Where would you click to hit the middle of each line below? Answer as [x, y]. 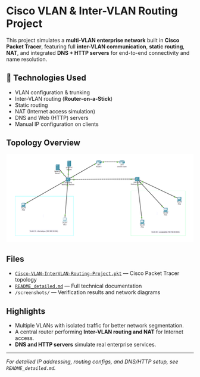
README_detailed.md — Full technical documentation [78, 286]
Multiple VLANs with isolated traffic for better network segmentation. [99, 325]
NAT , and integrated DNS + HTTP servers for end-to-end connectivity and [98, 52]
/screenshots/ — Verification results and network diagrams [87, 292]
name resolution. [27, 59]
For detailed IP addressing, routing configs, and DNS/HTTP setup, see [92, 361]
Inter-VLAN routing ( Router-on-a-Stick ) [64, 98]
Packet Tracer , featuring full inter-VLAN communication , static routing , [95, 47]
